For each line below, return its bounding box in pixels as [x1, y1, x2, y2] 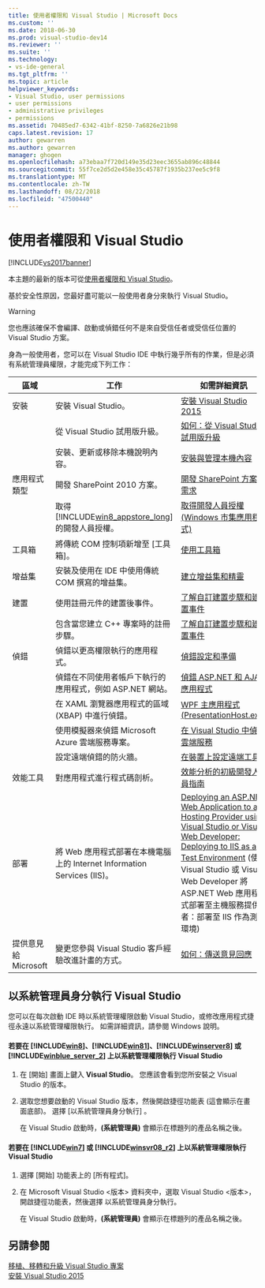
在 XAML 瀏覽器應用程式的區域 [54, 698, 170, 710]
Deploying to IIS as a [181, 841, 257, 852]
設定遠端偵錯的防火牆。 [54, 751, 143, 762]
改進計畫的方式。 [62, 955, 127, 966]
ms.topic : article [8, 77, 69, 85]
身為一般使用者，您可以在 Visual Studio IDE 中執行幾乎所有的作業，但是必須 [8, 350, 255, 359]
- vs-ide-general [8, 63, 65, 71]
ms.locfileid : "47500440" [8, 195, 93, 203]
